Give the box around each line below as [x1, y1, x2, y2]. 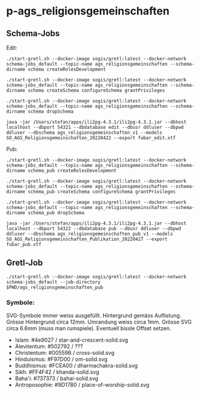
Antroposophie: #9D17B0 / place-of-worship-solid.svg [14, 381, 150, 389]
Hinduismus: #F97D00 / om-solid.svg [14, 355, 108, 363]
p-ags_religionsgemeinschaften [6, 4, 170, 18]
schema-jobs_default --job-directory [6, 279, 101, 285]
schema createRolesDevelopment [28, 66, 106, 72]
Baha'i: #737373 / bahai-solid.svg [14, 375, 98, 382]
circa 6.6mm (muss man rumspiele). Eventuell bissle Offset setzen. [6, 325, 171, 332]
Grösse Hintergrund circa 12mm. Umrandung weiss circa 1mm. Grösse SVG [6, 318, 192, 326]
